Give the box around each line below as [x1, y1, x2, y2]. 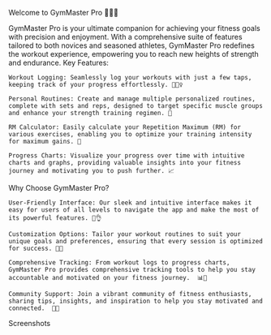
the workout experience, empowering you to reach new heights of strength [8, 49, 260, 58]
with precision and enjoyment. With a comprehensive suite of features [8, 32, 243, 41]
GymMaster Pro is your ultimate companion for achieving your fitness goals [8, 24, 261, 32]
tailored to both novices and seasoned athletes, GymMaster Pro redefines [8, 41, 256, 50]
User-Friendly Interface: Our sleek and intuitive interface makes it [8, 199, 252, 207]
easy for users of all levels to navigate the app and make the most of [8, 206, 260, 214]
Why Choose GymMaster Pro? [8, 183, 110, 192]
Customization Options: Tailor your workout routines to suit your [8, 230, 242, 238]
